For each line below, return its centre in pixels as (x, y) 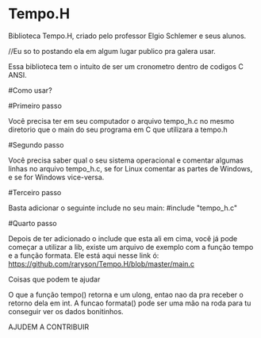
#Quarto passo (33, 223)
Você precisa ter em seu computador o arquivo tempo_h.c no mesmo (121, 121)
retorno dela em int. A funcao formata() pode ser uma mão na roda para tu (130, 303)
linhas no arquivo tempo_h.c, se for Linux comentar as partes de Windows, (130, 168)
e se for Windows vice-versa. (56, 177)
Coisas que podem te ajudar (54, 279)
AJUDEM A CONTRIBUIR (49, 327)
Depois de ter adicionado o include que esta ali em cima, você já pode (123, 238)
